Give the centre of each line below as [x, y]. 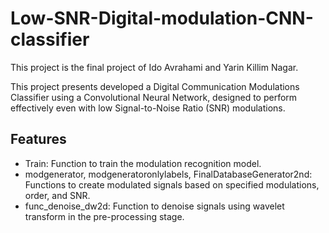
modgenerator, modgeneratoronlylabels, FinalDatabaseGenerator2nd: [168, 174]
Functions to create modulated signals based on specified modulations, [172, 184]
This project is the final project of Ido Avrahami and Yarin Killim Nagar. [154, 67]
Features [38, 139]
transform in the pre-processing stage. [104, 216]
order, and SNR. [57, 195]
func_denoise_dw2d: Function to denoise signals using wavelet [154, 206]
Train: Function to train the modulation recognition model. [143, 163]
